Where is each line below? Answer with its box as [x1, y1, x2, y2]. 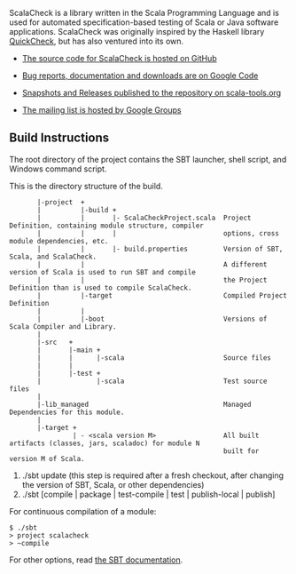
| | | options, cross [36, 228, 279, 238]
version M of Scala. [9, 454, 86, 463]
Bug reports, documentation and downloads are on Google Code [21, 70, 259, 81]
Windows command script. [9, 163, 107, 174]
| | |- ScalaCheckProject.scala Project [36, 213, 252, 222]
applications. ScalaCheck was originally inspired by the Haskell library [9, 27, 265, 36]
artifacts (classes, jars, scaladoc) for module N [9, 439, 200, 448]
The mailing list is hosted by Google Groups [21, 105, 182, 115]
